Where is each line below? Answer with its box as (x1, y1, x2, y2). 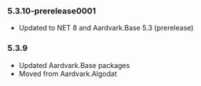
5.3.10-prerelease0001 (7, 5, 97, 16)
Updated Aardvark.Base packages (18, 60, 130, 70)
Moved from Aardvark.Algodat (18, 69, 117, 78)
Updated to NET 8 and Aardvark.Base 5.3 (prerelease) (18, 23, 194, 33)
